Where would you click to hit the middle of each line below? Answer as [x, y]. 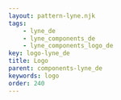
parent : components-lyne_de [56, 69]
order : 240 [27, 83]
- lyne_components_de [59, 38]
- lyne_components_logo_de [68, 46]
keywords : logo [34, 76]
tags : [17, 23]
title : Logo [28, 61]
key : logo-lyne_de [39, 53]
